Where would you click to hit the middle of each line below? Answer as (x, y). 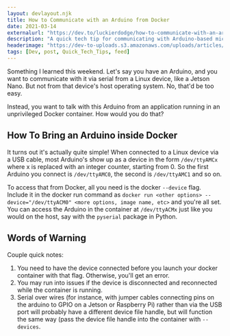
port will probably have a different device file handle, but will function (115, 312)
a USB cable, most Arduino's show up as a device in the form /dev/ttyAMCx (112, 159)
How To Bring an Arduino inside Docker (92, 136)
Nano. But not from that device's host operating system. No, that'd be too (111, 86)
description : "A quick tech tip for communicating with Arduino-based (110, 39)
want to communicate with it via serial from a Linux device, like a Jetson (108, 78)
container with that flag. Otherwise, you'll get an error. (93, 275)
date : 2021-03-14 (32, 26)
